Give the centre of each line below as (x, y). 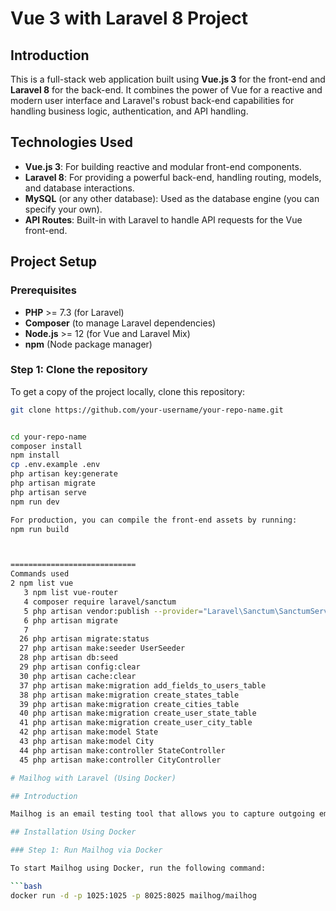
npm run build (40, 529)
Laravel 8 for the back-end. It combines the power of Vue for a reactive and (166, 90)
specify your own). (63, 209)
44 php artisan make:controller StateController (122, 750)
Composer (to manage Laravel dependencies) (120, 323)
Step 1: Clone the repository (79, 370)
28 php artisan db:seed (68, 658)
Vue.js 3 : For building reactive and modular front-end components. (163, 166)
